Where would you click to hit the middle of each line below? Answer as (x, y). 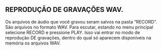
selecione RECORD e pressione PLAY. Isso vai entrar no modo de (73, 32)
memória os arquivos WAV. (33, 43)
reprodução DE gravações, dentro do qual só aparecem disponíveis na (78, 37)
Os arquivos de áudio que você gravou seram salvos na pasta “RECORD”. (81, 21)
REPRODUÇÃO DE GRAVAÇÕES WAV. (64, 10)
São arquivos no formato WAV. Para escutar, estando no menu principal (79, 27)
